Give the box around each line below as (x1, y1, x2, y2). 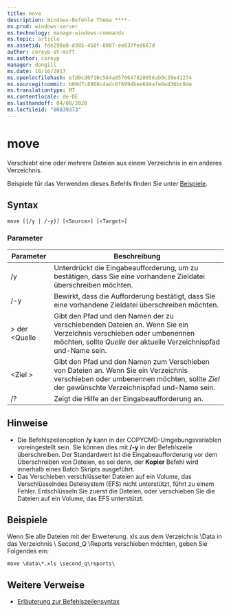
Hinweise (7, 418, 48, 429)
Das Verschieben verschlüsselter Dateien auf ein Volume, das (16, 472, 192, 480)
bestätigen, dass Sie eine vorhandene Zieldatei (54, 272, 205, 281)
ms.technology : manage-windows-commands (7, 29, 125, 37)
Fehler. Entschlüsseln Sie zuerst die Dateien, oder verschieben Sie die (16, 487, 215, 495)
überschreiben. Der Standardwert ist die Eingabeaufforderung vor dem (16, 450, 218, 458)
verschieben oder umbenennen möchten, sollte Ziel (54, 374, 220, 383)
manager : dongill (7, 61, 57, 68)
